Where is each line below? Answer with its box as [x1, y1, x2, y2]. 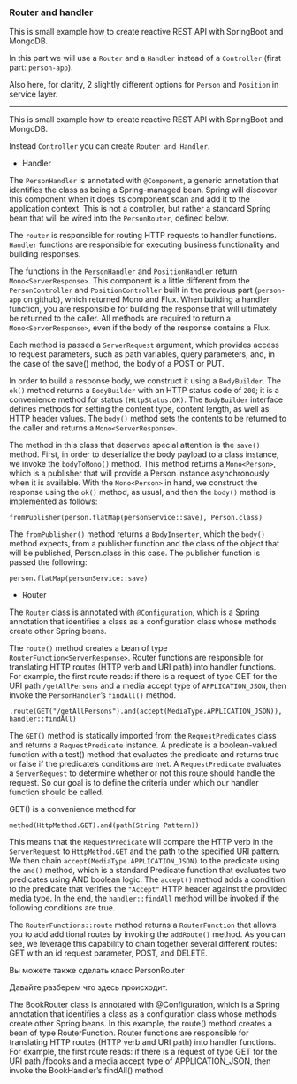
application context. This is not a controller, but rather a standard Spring [9, 204, 271, 214]
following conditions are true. [9, 902, 116, 913]
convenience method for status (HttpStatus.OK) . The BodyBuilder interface [9, 394, 284, 405]
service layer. [9, 89, 58, 99]
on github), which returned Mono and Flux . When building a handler [23, 294, 270, 305]
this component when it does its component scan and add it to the [9, 194, 250, 205]
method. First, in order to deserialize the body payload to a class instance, [9, 449, 279, 460]
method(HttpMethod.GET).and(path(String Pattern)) [9, 821, 200, 830]
